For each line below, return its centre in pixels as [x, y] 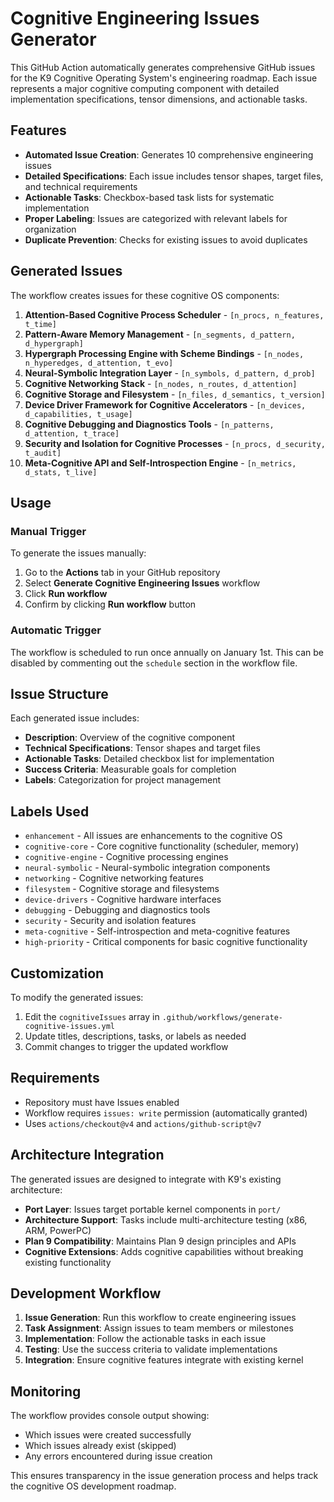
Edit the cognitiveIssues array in [92, 1016]
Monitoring [46, 1391]
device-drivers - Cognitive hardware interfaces [123, 899]
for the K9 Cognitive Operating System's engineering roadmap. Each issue [164, 78]
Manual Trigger [48, 531]
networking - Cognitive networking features [114, 878]
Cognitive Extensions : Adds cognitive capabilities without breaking [164, 1251]
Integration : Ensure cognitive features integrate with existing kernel [164, 1360]
